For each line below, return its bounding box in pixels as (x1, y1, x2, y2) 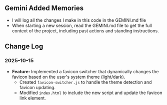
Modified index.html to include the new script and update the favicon (19, 90, 162, 96)
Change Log (4, 42, 43, 51)
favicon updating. (19, 84, 56, 90)
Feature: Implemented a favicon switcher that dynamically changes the (11, 68, 159, 74)
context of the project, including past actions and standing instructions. (11, 27, 159, 34)
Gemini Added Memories (4, 4, 83, 12)
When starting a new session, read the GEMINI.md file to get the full (11, 22, 152, 28)
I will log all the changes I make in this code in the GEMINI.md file (11, 17, 146, 23)
